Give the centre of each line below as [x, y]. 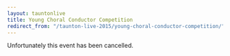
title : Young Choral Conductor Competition [70, 20]
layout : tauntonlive [37, 13]
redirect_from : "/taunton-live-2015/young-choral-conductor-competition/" [116, 26]
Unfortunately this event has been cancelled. [70, 46]
